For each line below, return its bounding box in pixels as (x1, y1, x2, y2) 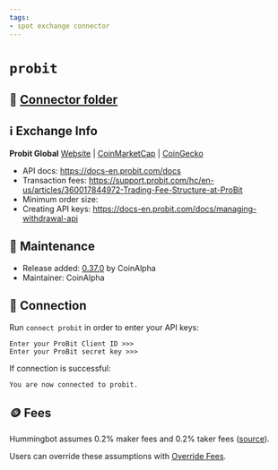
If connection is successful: (9, 363, 111, 373)
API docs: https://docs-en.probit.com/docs (22, 165, 181, 175)
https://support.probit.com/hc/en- (88, 175, 215, 185)
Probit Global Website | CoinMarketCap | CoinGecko (9, 148, 204, 158)
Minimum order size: (22, 193, 99, 204)
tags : (9, 13, 30, 22)
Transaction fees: (22, 175, 87, 185)
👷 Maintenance (9, 239, 96, 254)
